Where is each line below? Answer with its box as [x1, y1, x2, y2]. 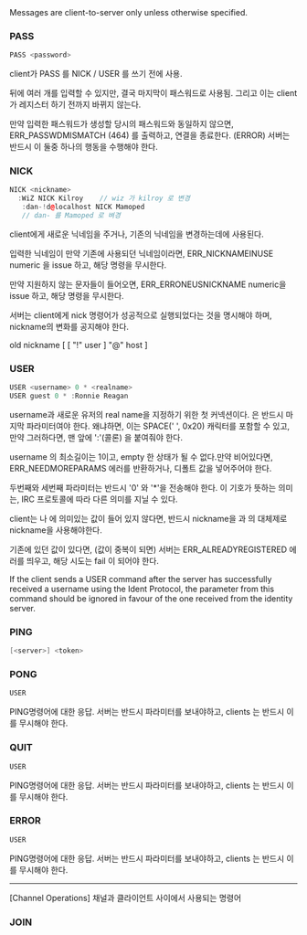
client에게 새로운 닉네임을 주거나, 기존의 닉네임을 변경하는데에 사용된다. [9, 228, 264, 239]
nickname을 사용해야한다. [9, 525, 103, 536]
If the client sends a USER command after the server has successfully [9, 574, 272, 585]
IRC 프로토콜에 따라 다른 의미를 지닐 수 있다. [21, 494, 178, 505]
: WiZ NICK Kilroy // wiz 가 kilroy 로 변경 [17, 194, 190, 203]
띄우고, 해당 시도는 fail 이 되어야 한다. [26, 556, 160, 567]
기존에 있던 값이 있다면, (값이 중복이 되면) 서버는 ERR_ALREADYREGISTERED [9, 544, 288, 555]
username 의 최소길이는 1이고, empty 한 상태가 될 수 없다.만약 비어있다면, [9, 452, 274, 462]
